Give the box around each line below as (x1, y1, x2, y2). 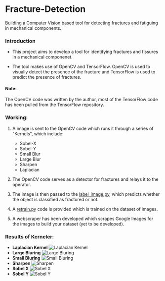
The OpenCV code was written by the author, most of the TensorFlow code (5, 97, 158, 103)
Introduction (5, 37, 36, 44)
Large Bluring (12, 250, 41, 256)
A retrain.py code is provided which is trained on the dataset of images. (12, 206, 158, 212)
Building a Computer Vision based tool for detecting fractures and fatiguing (5, 20, 158, 26)
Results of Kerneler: (5, 233, 54, 240)
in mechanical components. (5, 25, 62, 31)
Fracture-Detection (5, 3, 86, 15)
